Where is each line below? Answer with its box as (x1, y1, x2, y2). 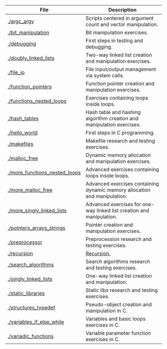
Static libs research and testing (85, 287, 158, 293)
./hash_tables (7, 115, 39, 121)
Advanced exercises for (85, 201, 141, 208)
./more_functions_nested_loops (7, 169, 81, 176)
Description (108, 6, 137, 13)
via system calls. (85, 72, 124, 79)
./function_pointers (7, 83, 52, 90)
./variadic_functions (7, 333, 54, 340)
